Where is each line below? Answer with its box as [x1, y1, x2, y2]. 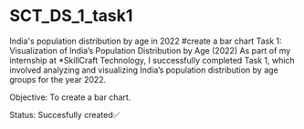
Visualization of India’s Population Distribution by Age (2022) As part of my [9, 45, 291, 55]
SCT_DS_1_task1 [9, 5, 133, 26]
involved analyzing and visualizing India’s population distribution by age [9, 64, 278, 75]
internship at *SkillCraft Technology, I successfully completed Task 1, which [9, 55, 295, 65]
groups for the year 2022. [9, 74, 107, 84]
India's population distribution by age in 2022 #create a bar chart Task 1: [9, 35, 282, 46]
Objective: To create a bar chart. [9, 92, 131, 103]
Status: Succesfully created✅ [9, 109, 121, 120]
